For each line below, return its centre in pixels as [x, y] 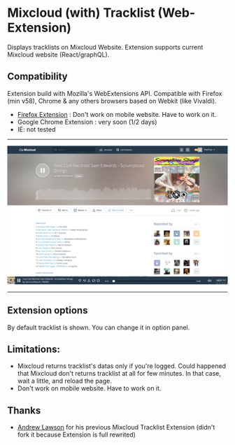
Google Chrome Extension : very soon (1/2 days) [87, 122]
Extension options [48, 310]
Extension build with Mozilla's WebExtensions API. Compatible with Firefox [115, 93]
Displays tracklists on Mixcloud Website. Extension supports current [105, 47]
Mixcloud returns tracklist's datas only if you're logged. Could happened [121, 366]
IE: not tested [36, 129]
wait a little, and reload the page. [64, 381]
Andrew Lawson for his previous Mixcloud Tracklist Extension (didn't [116, 428]
